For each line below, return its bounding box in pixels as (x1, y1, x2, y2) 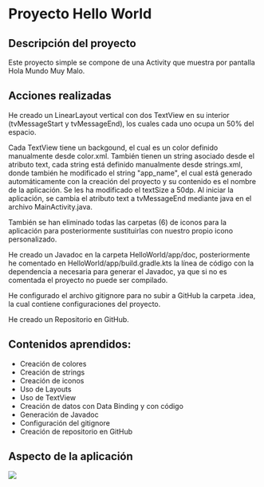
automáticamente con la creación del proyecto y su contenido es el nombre (8, 176, 257, 186)
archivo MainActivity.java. (8, 202, 93, 211)
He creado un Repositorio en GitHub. (8, 314, 129, 324)
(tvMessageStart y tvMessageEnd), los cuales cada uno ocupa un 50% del (8, 119, 254, 128)
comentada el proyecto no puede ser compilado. (8, 275, 168, 285)
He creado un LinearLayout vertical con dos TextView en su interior (8, 110, 230, 120)
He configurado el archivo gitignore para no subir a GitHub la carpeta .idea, (8, 290, 256, 300)
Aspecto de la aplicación (8, 450, 133, 463)
